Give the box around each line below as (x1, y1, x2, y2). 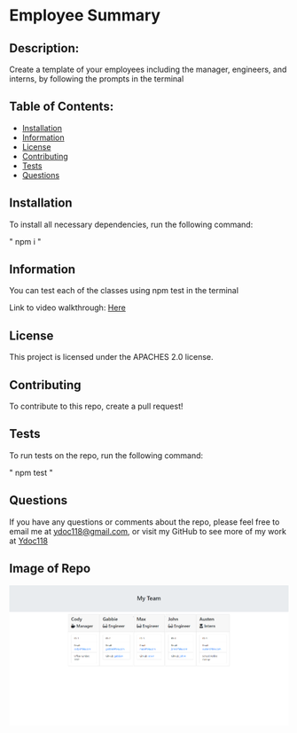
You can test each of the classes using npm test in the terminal (9, 285, 239, 296)
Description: (9, 41, 80, 56)
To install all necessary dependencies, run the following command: (9, 219, 254, 230)
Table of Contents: (9, 99, 114, 114)
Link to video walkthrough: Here (9, 302, 126, 313)
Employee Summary (9, 5, 161, 26)
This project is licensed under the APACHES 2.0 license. (9, 352, 215, 363)
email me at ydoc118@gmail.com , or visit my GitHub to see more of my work (9, 526, 286, 536)
